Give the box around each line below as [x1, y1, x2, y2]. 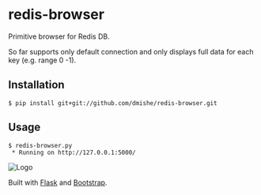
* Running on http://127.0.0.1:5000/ [11, 148, 136, 156]
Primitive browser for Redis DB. [8, 32, 110, 41]
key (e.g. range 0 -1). [8, 55, 77, 65]
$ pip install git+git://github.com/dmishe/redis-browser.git [8, 99, 217, 107]
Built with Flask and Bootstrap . [8, 178, 108, 187]
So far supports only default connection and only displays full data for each [8, 47, 254, 56]
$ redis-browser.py [8, 141, 73, 149]
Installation [8, 78, 65, 92]
